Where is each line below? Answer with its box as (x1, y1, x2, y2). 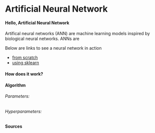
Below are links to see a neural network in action (5, 45, 102, 51)
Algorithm (5, 82, 26, 88)
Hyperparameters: (5, 108, 42, 114)
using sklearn (12, 60, 40, 66)
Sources (5, 123, 23, 130)
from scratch (12, 55, 38, 60)
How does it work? (5, 71, 44, 76)
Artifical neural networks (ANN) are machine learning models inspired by (5, 31, 150, 37)
